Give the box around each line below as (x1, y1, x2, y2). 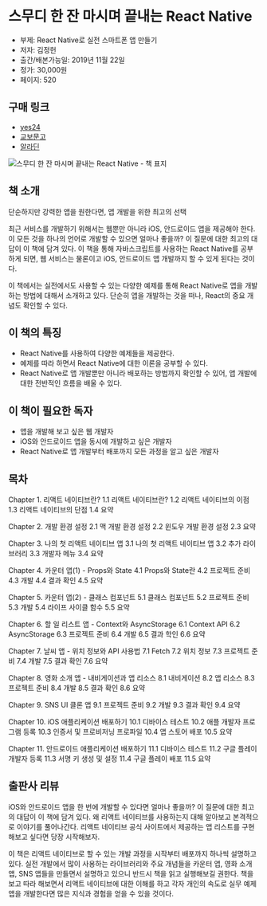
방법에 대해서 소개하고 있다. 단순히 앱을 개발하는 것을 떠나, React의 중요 (22, 290, 245, 300)
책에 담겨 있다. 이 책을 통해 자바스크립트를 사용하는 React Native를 (31, 244, 239, 253)
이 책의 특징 (8, 326, 62, 339)
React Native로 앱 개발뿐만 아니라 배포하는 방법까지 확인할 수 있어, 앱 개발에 (19, 368, 257, 378)
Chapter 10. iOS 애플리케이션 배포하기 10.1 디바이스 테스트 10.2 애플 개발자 (8, 717, 241, 726)
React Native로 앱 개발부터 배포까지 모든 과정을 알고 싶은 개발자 (19, 447, 219, 457)
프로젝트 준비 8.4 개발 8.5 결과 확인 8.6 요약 (8, 683, 146, 692)
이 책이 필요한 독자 (8, 404, 93, 418)
